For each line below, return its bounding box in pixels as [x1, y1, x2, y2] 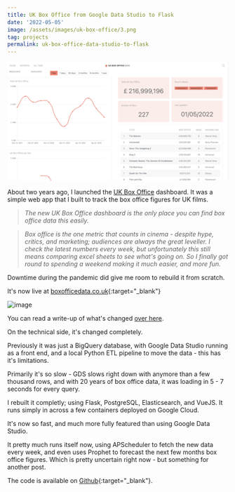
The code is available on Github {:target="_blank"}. [7, 476, 153, 484]
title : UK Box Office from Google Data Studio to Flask [7, 11, 174, 18]
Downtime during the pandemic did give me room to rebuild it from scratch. [7, 273, 225, 281]
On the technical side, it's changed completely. [7, 327, 143, 336]
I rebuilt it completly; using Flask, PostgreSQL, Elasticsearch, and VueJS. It [7, 398, 223, 406]
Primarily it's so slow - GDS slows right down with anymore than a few [7, 369, 210, 378]
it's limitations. [7, 356, 49, 364]
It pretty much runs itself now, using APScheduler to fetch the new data [7, 440, 214, 448]
